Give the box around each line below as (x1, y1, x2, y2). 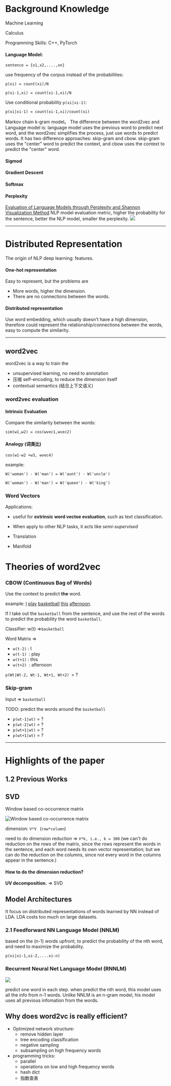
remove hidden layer (20, 1031, 64, 1037)
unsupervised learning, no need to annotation (12, 370, 108, 376)
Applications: (5, 503, 33, 510)
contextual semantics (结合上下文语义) (12, 383, 94, 389)
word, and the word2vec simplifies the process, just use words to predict (5, 130, 158, 136)
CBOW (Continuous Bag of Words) (5, 579, 92, 586)
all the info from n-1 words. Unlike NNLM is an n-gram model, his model (5, 992, 155, 998)
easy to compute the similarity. (5, 327, 70, 333)
